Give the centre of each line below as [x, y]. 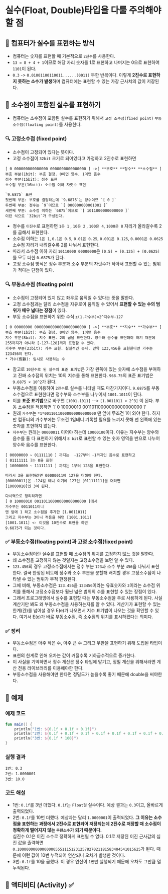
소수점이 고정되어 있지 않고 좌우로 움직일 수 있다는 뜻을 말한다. [73, 298]
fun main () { [19, 724]
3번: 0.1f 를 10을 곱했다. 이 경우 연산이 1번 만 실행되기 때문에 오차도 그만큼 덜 [87, 861]
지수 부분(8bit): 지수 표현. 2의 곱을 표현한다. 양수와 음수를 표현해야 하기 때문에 [80, 338]
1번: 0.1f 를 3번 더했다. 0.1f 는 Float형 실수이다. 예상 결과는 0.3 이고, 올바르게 [88, 805]
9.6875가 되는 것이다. [26, 528]
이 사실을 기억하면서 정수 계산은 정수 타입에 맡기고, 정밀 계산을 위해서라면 [84, 662]
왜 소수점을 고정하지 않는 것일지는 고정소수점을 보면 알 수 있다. [73, 560]
